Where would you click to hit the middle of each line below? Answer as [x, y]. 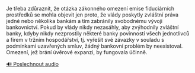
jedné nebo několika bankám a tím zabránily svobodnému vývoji [84, 21]
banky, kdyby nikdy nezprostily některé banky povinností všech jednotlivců [98, 34]
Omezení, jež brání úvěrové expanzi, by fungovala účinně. [77, 52]
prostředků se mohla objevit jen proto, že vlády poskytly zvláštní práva [92, 15]
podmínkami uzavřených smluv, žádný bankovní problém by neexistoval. [95, 46]
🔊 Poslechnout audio [33, 64]
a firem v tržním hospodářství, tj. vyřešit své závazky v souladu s [85, 40]
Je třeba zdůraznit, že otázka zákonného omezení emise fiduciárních [90, 9]
